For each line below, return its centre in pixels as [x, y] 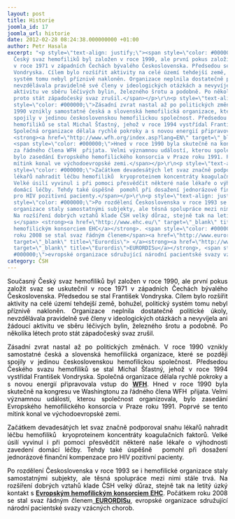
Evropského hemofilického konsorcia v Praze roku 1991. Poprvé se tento [117, 406]
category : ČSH [28, 261]
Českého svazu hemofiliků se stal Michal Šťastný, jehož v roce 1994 [117, 369]
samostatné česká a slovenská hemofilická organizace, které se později [117, 354]
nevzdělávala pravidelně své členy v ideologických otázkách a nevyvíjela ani [117, 318]
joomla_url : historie [39, 33]
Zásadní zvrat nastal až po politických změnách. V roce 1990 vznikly [117, 347]
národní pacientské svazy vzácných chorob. [71, 508]
